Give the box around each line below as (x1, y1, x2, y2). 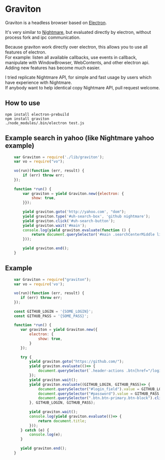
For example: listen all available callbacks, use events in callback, (5, 54, 137, 60)
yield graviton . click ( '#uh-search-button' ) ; (23, 218, 115, 223)
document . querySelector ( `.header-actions (38, 368, 124, 374)
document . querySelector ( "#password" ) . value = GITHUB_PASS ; (38, 391, 162, 396)
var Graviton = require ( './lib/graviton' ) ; (14, 155, 105, 160)
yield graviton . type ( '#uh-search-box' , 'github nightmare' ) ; (23, 214, 151, 219)
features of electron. (5, 49, 47, 55)
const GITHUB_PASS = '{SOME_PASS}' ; (14, 313, 89, 319)
